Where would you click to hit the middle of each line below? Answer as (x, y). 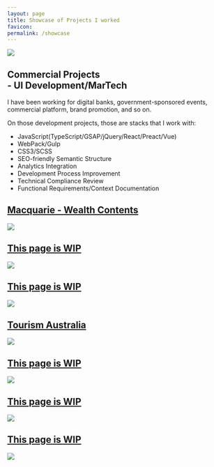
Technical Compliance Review (60, 181)
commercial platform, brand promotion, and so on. (79, 109)
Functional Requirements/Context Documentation (88, 188)
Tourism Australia (47, 325)
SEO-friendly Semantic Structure (64, 159)
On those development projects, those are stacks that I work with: (102, 123)
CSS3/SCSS (35, 151)
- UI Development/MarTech (67, 85)
